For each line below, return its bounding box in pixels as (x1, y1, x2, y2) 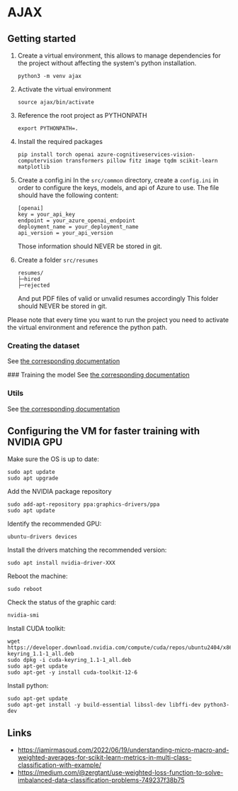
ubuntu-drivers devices (7, 533, 78, 541)
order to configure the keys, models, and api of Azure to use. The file (17, 184, 220, 192)
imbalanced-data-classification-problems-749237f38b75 (17, 776, 186, 785)
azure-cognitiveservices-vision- (96, 151, 196, 158)
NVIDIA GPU (7, 436, 63, 448)
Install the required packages (17, 138, 103, 145)
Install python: (7, 682, 49, 690)
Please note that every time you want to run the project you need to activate (7, 316, 229, 323)
